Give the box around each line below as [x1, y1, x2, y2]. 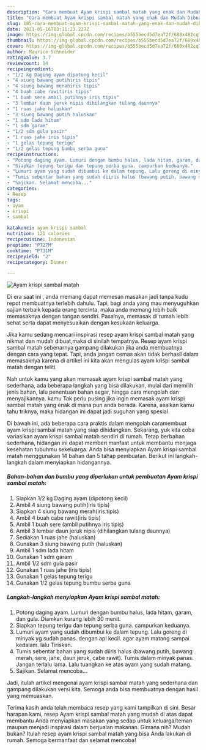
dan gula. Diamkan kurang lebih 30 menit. [15, 615, 121, 623]
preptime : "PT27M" [7, 242, 54, 248]
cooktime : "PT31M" [7, 247, 54, 254]
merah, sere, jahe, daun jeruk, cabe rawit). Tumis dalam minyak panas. [15, 654, 194, 662]
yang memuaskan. [7, 692, 54, 700]
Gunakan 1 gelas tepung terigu [15, 573, 93, 580]
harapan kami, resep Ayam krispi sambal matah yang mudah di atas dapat [7, 711, 193, 718]
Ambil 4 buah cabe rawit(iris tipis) [15, 514, 101, 522]
